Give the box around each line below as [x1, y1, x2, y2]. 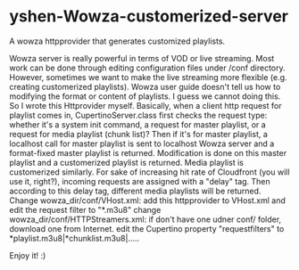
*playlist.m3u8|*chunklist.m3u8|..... [9, 233, 140, 243]
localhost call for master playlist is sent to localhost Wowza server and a [9, 138, 275, 149]
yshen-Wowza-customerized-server [9, 6, 288, 27]
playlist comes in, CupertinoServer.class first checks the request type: [9, 110, 268, 120]
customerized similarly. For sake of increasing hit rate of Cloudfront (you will [9, 167, 290, 177]
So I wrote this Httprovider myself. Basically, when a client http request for [9, 100, 282, 110]
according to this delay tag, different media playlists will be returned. [9, 185, 262, 196]
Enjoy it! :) [9, 250, 46, 260]
